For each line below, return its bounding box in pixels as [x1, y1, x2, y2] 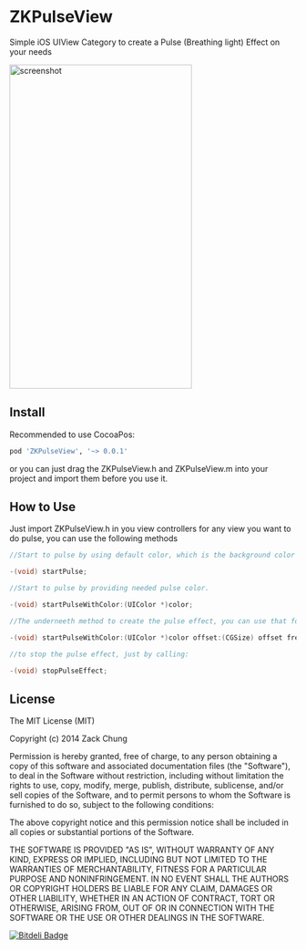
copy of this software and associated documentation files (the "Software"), [9, 760, 291, 772]
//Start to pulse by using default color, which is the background [9, 550, 271, 560]
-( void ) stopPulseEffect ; [9, 666, 107, 675]
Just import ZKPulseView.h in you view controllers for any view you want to [9, 523, 291, 535]
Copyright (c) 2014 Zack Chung [9, 733, 127, 745]
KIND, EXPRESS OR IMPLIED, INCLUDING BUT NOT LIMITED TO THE [9, 854, 268, 865]
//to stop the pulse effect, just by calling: [9, 650, 189, 659]
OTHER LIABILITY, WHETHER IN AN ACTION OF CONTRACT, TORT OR [9, 893, 275, 904]
